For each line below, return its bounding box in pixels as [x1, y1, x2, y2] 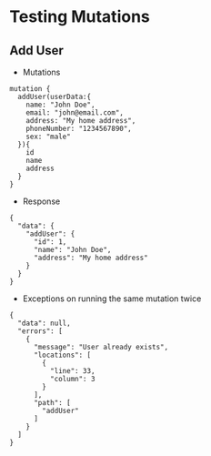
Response [22, 196, 61, 207]
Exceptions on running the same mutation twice [22, 293, 202, 304]
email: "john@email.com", [25, 108, 125, 117]
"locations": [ [33, 350, 92, 360]
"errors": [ [17, 327, 64, 336]
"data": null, [17, 319, 71, 328]
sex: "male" [25, 132, 71, 141]
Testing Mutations [9, 6, 150, 27]
